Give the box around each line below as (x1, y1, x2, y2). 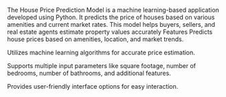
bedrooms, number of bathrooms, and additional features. (7, 69, 172, 77)
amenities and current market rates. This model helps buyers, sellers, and (7, 21, 216, 28)
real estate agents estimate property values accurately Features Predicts (7, 28, 213, 36)
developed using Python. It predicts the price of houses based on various (7, 13, 215, 21)
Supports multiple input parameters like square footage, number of (7, 62, 196, 69)
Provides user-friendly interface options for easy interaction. (7, 83, 179, 90)
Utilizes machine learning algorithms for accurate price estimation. (7, 48, 196, 56)
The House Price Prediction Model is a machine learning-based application (7, 6, 220, 14)
